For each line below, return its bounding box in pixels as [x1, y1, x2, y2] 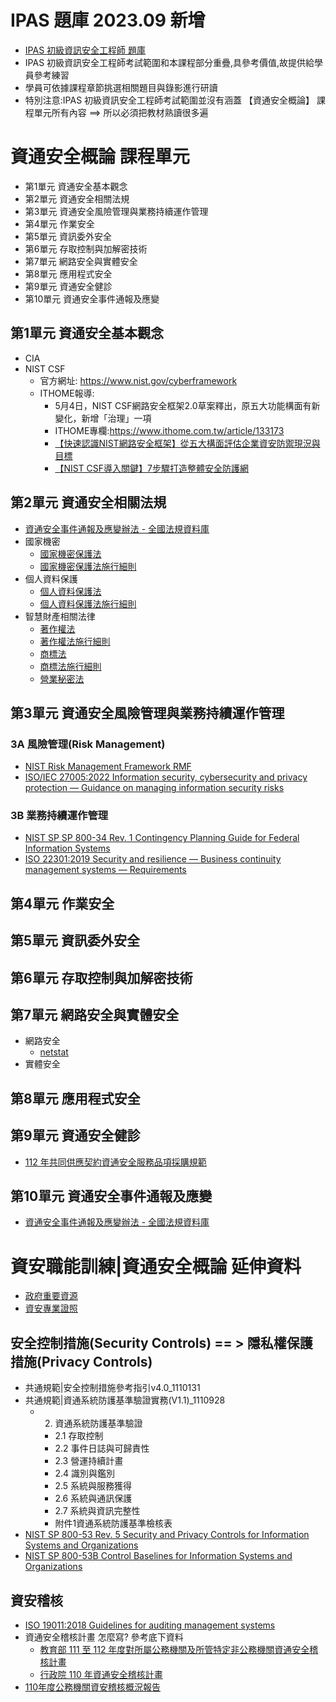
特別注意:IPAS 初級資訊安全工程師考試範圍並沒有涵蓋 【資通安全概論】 [24, 94, 315, 106]
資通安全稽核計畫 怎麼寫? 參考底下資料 [24, 1631, 184, 1643]
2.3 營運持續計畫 [54, 1455, 124, 1467]
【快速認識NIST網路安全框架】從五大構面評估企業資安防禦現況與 [54, 437, 321, 449]
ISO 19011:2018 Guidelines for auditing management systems [24, 1619, 276, 1631]
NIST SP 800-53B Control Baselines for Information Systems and [24, 1550, 293, 1562]
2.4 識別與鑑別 [54, 1467, 115, 1480]
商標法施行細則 [39, 660, 102, 672]
